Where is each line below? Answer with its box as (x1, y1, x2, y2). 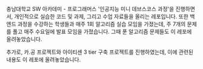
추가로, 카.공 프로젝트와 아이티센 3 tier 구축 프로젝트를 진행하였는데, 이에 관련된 (6, 48, 194, 56)
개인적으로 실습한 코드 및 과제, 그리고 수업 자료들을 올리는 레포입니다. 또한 (14, 13, 189, 20)
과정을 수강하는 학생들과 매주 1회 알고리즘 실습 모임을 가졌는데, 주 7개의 (17, 21, 186, 27)
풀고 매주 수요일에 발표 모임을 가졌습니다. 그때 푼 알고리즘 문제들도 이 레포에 (12, 28, 192, 35)
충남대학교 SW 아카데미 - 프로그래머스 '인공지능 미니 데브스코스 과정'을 (6, 5, 175, 12)
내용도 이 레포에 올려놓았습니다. (6, 56, 81, 63)
